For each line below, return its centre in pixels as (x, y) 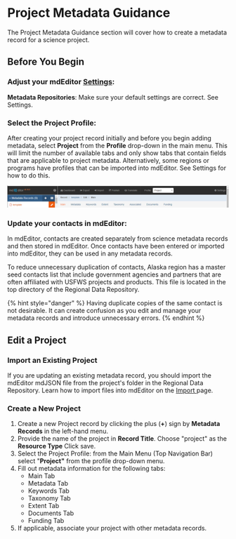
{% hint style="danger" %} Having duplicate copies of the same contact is (115, 303)
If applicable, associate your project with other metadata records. (112, 528)
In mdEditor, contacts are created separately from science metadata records (118, 239)
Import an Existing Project (52, 360)
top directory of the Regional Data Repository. (73, 290)
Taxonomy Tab (50, 498)
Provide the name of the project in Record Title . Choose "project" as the (122, 439)
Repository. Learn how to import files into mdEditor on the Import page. (110, 390)
